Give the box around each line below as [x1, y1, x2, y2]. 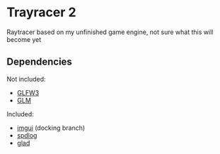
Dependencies [6, 56, 72, 68]
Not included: [6, 75, 47, 83]
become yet [6, 35, 42, 43]
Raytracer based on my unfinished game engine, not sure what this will [6, 28, 214, 36]
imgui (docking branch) [16, 123, 86, 132]
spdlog [16, 131, 37, 139]
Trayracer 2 [6, 4, 76, 21]
